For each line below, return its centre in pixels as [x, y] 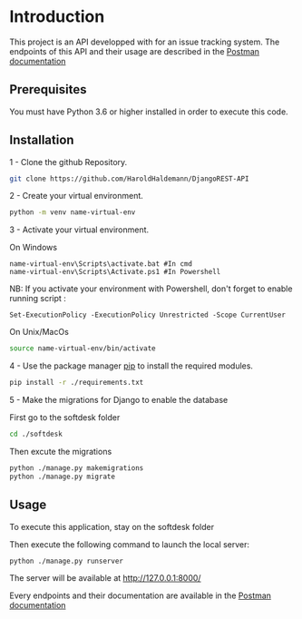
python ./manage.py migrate [63, 477]
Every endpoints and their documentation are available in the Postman [141, 595]
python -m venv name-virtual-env [73, 212]
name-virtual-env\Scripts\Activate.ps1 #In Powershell [115, 272]
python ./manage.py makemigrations [77, 468]
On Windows [33, 248]
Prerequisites [48, 89]
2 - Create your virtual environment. [76, 196]
